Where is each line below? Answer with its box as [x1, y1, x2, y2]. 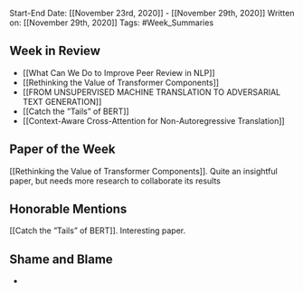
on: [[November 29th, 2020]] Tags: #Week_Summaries [9, 17, 214, 28]
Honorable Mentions [9, 202, 128, 217]
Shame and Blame [9, 251, 113, 267]
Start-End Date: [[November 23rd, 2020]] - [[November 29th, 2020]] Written [9, 8, 295, 18]
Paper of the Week [9, 142, 116, 157]
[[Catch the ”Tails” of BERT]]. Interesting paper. [9, 225, 186, 236]
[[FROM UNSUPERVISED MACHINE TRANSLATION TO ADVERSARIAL [22, 86, 281, 98]
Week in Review [9, 43, 101, 59]
